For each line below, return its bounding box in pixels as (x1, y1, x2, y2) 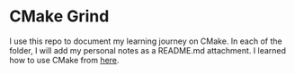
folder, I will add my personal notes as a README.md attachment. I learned (9, 45, 286, 55)
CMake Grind (9, 6, 110, 27)
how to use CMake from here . (9, 54, 120, 65)
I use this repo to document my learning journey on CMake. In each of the (9, 36, 282, 46)
